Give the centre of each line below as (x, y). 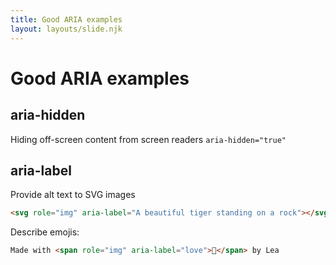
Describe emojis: (45, 232)
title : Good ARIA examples (66, 19)
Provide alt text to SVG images (73, 195)
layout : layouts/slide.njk (66, 29)
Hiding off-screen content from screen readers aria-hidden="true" (148, 139)
